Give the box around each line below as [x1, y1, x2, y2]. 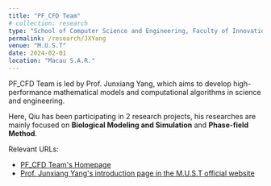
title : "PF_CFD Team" [8, 11, 81, 20]
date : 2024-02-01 [8, 49, 67, 57]
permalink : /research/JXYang [8, 34, 106, 43]
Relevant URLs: [8, 144, 59, 154]
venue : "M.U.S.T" [8, 42, 67, 50]
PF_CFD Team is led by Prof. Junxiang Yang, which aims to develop [8, 78, 231, 89]
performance [8, 87, 52, 97]
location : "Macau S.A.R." [8, 57, 95, 65]
